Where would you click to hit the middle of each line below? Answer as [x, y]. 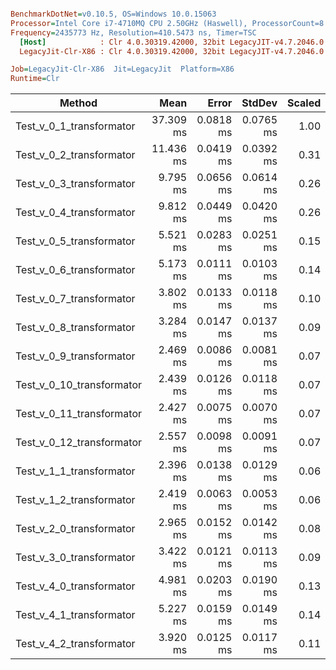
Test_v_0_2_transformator [75, 155]
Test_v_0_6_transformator [75, 270]
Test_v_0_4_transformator [75, 213]
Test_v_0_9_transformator [75, 356]
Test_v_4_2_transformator [75, 644]
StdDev [259, 103]
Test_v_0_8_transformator [75, 328]
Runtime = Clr [35, 79]
